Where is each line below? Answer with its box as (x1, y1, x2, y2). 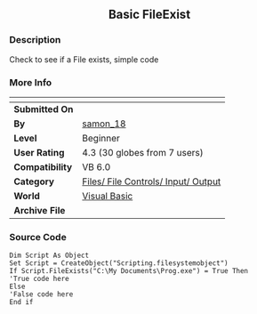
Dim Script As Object (9, 251, 90, 261)
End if (9, 298, 34, 307)
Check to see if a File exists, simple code (9, 53, 159, 65)
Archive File (13, 204, 66, 216)
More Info (9, 76, 52, 88)
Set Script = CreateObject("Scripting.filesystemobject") (9, 259, 229, 268)
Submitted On (13, 102, 74, 115)
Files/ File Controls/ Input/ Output (82, 175, 221, 188)
